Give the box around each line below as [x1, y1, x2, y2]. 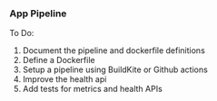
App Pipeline [9, 7, 67, 20]
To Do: [9, 28, 35, 39]
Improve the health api [22, 74, 107, 85]
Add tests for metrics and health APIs [22, 84, 163, 95]
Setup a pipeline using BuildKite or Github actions [22, 64, 209, 75]
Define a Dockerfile [22, 55, 95, 66]
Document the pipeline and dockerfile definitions [22, 45, 206, 56]
